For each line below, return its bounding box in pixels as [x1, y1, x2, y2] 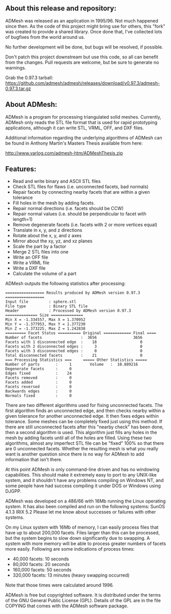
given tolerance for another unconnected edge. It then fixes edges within [5, 413, 159, 419]
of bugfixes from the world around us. [5, 34, 85, 40]
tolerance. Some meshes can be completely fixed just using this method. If [5, 419, 162, 425]
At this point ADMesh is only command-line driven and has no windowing [5, 466, 160, 472]
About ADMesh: [5, 100, 58, 109]
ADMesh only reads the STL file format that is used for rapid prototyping [5, 119, 157, 125]
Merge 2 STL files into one [12, 249, 69, 255]
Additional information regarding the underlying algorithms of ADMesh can [5, 134, 162, 141]
